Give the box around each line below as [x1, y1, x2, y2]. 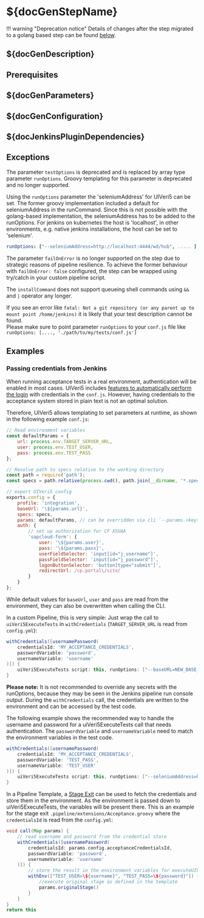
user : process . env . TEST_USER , [17, 444, 94, 450]
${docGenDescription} [6, 49, 95, 59]
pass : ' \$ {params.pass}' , [38, 545, 104, 551]
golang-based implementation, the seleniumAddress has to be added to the [6, 212, 195, 220]
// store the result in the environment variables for [28, 868, 170, 874]
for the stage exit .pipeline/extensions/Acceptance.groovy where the [6, 810, 180, 817]
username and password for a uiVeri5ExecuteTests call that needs [6, 721, 172, 729]
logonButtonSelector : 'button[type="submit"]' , [38, 562, 162, 568]
